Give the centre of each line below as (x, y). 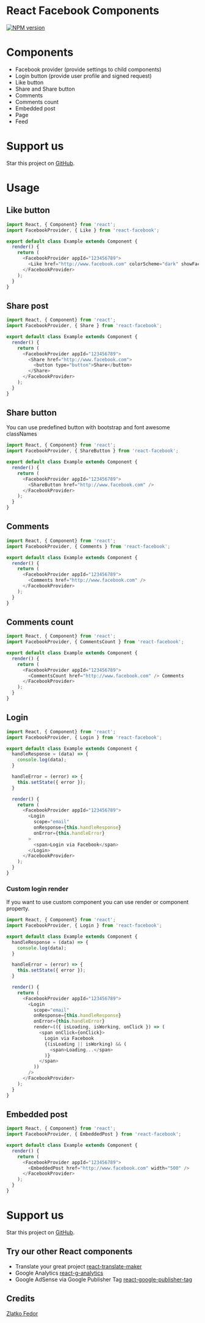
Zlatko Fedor (22, 1313)
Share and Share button (45, 89)
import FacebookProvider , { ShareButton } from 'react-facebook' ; (92, 451)
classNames (22, 434)
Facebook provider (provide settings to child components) (88, 69)
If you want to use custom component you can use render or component (98, 902)
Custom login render (38, 889)
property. (18, 909)
